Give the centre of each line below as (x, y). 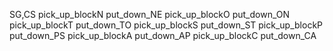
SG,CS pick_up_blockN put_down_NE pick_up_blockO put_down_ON (150, 14)
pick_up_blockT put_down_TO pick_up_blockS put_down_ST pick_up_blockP (166, 25)
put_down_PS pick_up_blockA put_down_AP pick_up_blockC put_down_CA (163, 35)
